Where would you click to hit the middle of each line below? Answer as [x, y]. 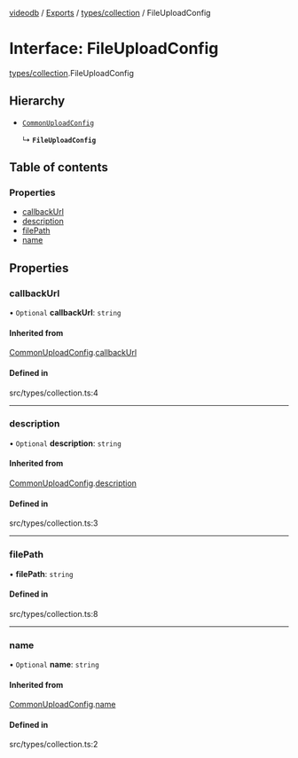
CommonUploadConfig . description [73, 483]
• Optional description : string [65, 443]
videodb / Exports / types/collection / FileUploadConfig [110, 13]
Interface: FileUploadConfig [114, 49]
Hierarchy [37, 101]
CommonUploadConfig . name [63, 705]
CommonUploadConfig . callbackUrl [73, 353]
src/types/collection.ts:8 [54, 613]
